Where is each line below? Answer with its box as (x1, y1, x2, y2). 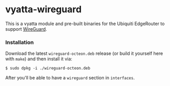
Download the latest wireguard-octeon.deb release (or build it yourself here (5, 50, 163, 57)
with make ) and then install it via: (5, 56, 73, 62)
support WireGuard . (5, 26, 47, 32)
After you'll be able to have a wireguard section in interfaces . (5, 75, 135, 81)
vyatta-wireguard (5, 4, 82, 15)
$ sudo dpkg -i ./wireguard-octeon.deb (5, 66, 91, 71)
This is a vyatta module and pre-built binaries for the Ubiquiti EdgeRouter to (5, 20, 165, 27)
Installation (5, 38, 34, 46)
